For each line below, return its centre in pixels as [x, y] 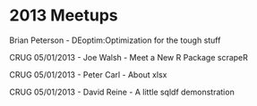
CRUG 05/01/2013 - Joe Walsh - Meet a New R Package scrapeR [129, 57]
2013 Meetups [64, 16]
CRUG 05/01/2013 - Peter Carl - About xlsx [88, 74]
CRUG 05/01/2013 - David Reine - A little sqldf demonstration [122, 92]
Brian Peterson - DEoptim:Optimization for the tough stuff [115, 40]
